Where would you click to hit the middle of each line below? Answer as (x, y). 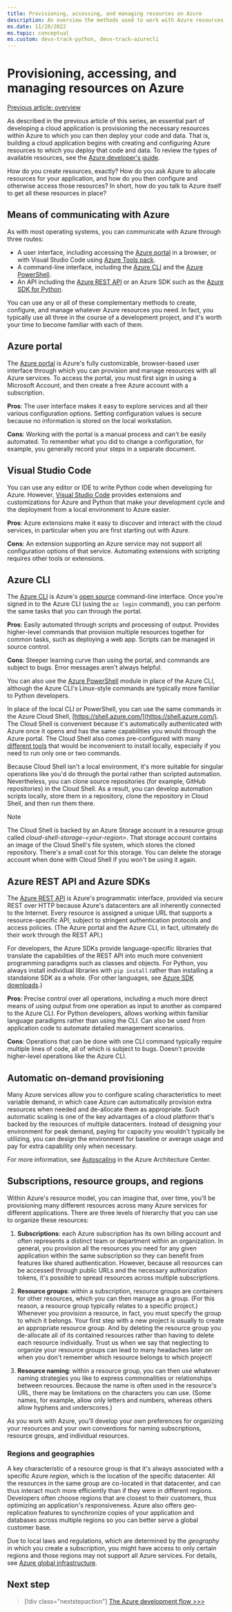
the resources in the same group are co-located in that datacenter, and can (114, 1483)
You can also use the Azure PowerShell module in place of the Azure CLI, (111, 681)
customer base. (29, 1528)
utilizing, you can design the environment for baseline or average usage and (115, 1138)
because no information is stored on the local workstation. (90, 420)
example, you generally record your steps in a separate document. (102, 449)
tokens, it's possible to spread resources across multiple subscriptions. (118, 1278)
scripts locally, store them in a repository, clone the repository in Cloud (108, 796)
